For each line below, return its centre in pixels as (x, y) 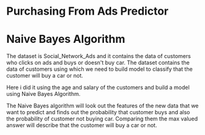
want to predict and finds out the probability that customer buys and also (98, 112)
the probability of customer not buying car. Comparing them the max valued (102, 119)
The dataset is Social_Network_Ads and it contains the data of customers (99, 56)
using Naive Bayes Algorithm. (43, 94)
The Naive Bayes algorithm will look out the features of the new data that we (102, 106)
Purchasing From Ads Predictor (88, 11)
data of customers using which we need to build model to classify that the (99, 69)
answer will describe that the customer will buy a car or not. (82, 125)
